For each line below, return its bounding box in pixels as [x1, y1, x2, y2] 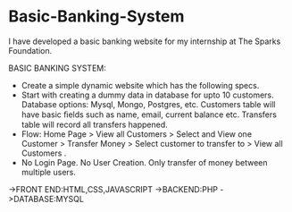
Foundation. [8, 45, 53, 55]
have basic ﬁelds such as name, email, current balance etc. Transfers [21, 109, 278, 120]
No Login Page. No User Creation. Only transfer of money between [21, 157, 268, 167]
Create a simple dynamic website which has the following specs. [21, 80, 260, 90]
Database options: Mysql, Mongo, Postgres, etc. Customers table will [21, 98, 276, 109]
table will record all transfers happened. [21, 119, 169, 130]
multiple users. [21, 166, 77, 177]
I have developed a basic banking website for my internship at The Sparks [8, 36, 281, 47]
